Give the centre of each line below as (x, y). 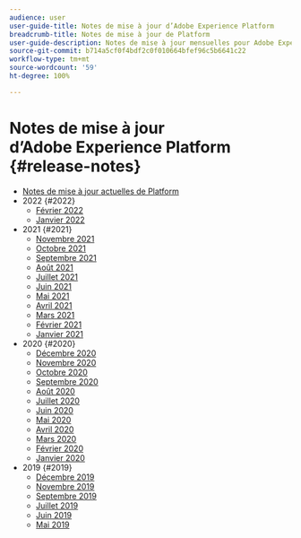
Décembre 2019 (65, 477)
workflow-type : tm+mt (50, 59)
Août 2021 (55, 267)
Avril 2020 (55, 429)
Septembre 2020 (67, 381)
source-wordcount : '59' (54, 68)
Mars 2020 (56, 438)
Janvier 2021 (59, 334)
